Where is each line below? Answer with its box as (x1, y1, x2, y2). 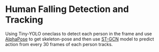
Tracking (5, 14, 43, 25)
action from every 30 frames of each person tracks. (5, 41, 113, 47)
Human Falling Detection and (5, 3, 129, 15)
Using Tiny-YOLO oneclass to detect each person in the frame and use (5, 30, 152, 36)
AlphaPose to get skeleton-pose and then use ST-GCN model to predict (5, 36, 154, 42)
